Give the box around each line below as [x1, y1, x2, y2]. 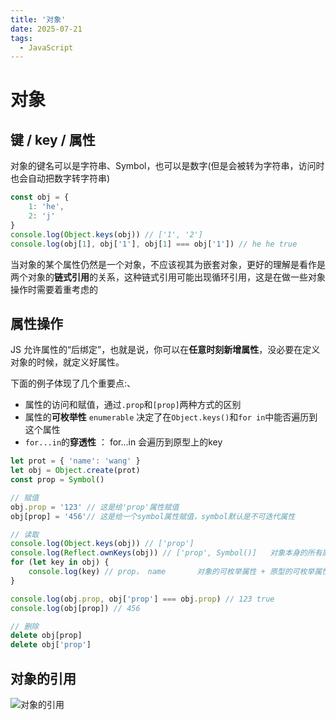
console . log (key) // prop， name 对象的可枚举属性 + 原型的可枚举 [28, 567, 315, 577]
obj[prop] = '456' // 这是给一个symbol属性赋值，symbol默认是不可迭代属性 [10, 511, 296, 521]
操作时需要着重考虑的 [10, 283, 98, 295]
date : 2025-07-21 [10, 24, 83, 34]
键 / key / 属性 [10, 131, 96, 148]
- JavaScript [19, 42, 74, 53]
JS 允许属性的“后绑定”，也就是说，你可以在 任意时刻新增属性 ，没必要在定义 [10, 344, 321, 356]
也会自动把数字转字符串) [10, 172, 111, 185]
